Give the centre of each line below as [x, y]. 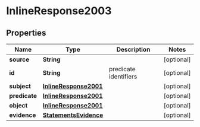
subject [20, 86]
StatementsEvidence [73, 115]
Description [133, 50]
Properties [26, 33]
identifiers [123, 77]
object [18, 105]
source [19, 59]
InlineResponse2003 [59, 11]
